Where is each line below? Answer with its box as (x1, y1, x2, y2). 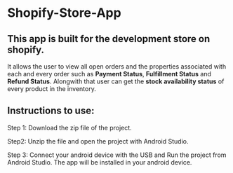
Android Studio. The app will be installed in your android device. (7, 158, 192, 166)
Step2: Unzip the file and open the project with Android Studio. (7, 137, 189, 145)
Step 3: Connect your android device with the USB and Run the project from (7, 151, 227, 159)
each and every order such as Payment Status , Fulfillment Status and (7, 70, 212, 78)
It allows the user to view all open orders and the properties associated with (7, 62, 227, 71)
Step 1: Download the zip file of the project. (7, 123, 132, 132)
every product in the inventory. (7, 85, 96, 92)
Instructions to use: (7, 105, 95, 117)
